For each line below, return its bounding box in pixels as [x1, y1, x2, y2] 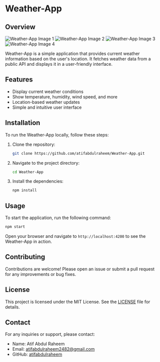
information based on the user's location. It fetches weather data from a [5, 56, 151, 62]
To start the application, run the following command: [5, 215, 111, 221]
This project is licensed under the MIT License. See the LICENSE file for [5, 299, 151, 305]
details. [5, 304, 20, 310]
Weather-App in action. [5, 238, 52, 244]
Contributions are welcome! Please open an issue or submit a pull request [5, 266, 155, 272]
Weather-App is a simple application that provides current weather [5, 50, 140, 56]
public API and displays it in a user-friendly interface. [5, 61, 113, 67]
